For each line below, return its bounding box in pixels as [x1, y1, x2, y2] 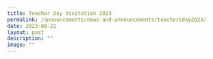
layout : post [7, 28, 45, 36]
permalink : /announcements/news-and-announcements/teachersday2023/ [7, 16, 207, 23]
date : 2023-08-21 [7, 22, 57, 29]
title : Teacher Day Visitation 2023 [7, 9, 112, 17]
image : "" [7, 41, 36, 48]
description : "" [7, 35, 53, 42]
